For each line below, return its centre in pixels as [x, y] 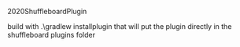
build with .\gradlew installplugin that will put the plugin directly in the [120, 26]
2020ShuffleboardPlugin [47, 11]
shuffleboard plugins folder [52, 35]
